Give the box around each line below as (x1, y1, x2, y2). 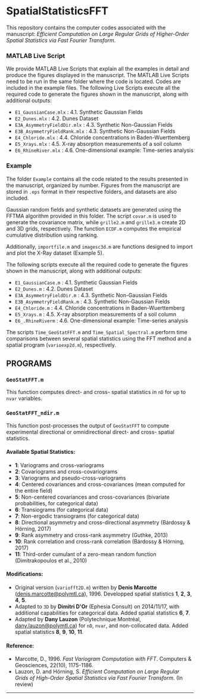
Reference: (6, 642, 35, 649)
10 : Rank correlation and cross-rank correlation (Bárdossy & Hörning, (14, 538, 185, 545)
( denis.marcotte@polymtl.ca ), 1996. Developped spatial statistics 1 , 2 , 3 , (14, 590, 192, 597)
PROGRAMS (6, 358, 52, 368)
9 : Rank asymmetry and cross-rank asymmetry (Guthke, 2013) (14, 531, 168, 539)
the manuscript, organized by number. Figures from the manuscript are (6, 181, 180, 189)
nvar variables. (6, 395, 43, 402)
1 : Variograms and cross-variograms (14, 462, 104, 469)
